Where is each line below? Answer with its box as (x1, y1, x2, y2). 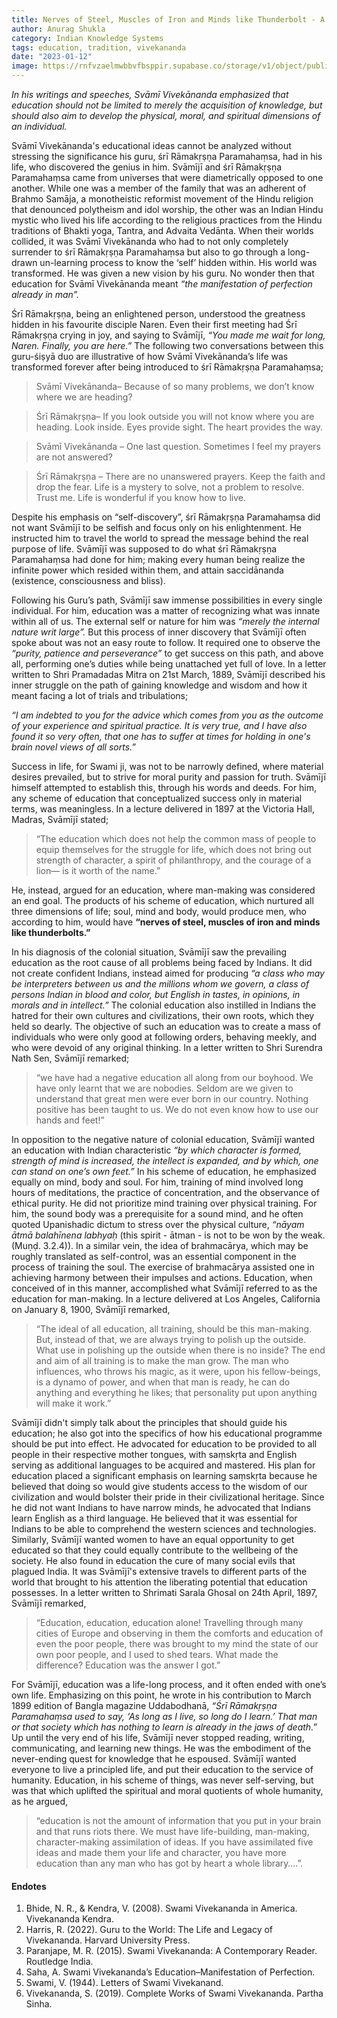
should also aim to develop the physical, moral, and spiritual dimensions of (11, 110, 321, 121)
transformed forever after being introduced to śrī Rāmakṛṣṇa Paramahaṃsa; (11, 361, 324, 373)
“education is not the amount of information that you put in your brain (35, 1815, 322, 1826)
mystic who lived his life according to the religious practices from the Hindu (11, 214, 323, 226)
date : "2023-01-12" (11, 52, 93, 62)
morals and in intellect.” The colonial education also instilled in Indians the (11, 999, 317, 1011)
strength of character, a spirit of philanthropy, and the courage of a (35, 854, 312, 866)
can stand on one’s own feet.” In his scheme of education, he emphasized (11, 1166, 317, 1177)
